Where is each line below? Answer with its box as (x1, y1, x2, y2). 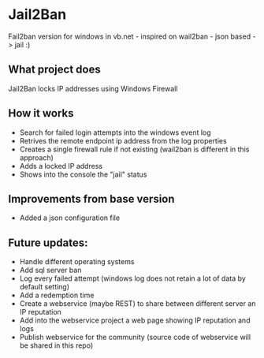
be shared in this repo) (19, 341, 93, 350)
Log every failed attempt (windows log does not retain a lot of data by (19, 274, 246, 283)
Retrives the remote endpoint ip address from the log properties (19, 136, 227, 145)
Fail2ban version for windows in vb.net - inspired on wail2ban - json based (8, 32, 251, 41)
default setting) (19, 282, 69, 292)
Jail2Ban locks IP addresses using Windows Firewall (8, 84, 178, 93)
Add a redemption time (19, 290, 95, 300)
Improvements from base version (8, 192, 175, 206)
